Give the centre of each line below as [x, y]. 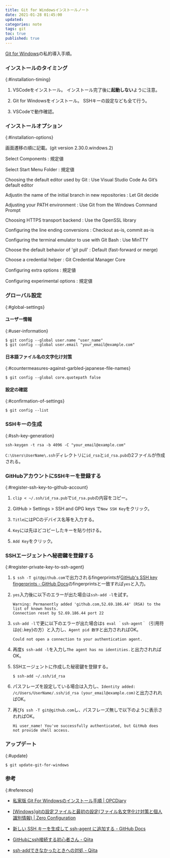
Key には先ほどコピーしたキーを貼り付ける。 [58, 530]
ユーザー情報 [19, 319]
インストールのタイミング [36, 68]
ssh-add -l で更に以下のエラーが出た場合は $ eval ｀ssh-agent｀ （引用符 [88, 623]
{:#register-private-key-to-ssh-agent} [45, 567]
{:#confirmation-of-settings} [35, 401]
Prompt [13, 210]
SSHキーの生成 [24, 424]
